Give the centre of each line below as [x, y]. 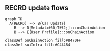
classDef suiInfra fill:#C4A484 [38, 45]
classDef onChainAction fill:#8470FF [43, 40]
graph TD [14, 19]
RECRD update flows [37, 8]
